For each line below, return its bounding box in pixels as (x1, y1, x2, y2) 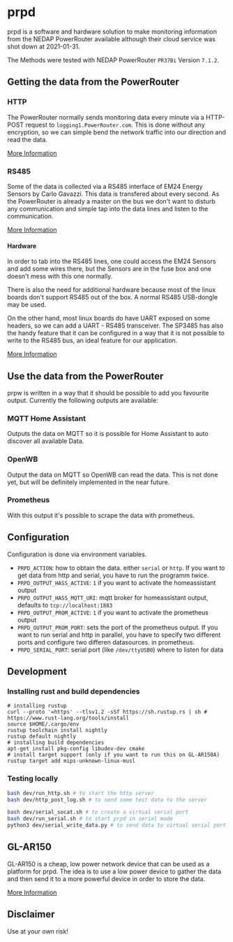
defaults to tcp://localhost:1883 (17, 600, 113, 609)
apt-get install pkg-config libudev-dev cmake (7, 745, 145, 752)
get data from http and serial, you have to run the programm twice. (17, 571, 209, 579)
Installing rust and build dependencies (7, 687, 141, 696)
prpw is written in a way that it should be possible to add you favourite (7, 388, 209, 397)
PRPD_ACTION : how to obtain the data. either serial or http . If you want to (17, 563, 225, 572)
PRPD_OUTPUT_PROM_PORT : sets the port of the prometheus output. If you (17, 623, 218, 631)
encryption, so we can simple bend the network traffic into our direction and (7, 127, 227, 136)
